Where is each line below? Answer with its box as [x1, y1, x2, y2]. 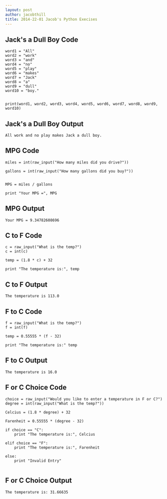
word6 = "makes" [5, 71, 39, 76]
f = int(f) [5, 325, 28, 330]
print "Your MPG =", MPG [5, 191, 57, 196]
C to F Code [5, 231, 43, 240]
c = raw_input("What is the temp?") [5, 244, 82, 249]
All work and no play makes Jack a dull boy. [5, 133, 102, 138]
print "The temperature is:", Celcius [14, 432, 95, 437]
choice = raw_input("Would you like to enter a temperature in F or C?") [5, 396, 163, 401]
